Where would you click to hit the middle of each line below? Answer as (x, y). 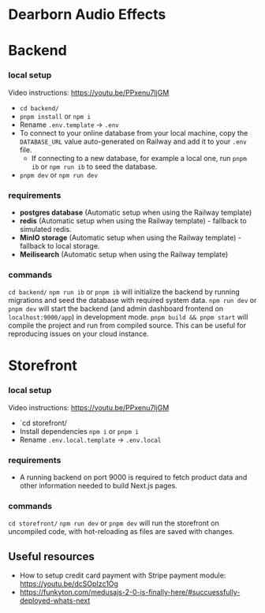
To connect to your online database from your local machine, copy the (134, 133)
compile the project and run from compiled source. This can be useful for (127, 326)
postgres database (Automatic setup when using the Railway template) (136, 212)
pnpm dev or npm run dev (59, 174)
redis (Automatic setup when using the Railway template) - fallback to (133, 221)
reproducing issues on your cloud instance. (78, 334)
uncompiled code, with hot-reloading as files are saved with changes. (121, 532)
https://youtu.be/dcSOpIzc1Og (69, 584)
